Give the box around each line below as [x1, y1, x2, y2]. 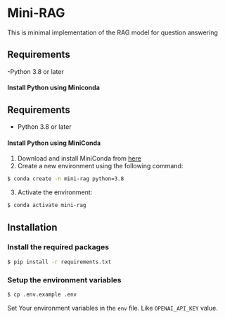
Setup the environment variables [7, 275, 122, 284]
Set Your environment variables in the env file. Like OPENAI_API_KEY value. [7, 304, 218, 312]
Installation [7, 221, 58, 233]
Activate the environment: [17, 188, 93, 196]
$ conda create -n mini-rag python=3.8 [7, 175, 124, 182]
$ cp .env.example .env [7, 291, 77, 298]
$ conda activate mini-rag [7, 202, 86, 209]
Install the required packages [7, 242, 110, 252]
